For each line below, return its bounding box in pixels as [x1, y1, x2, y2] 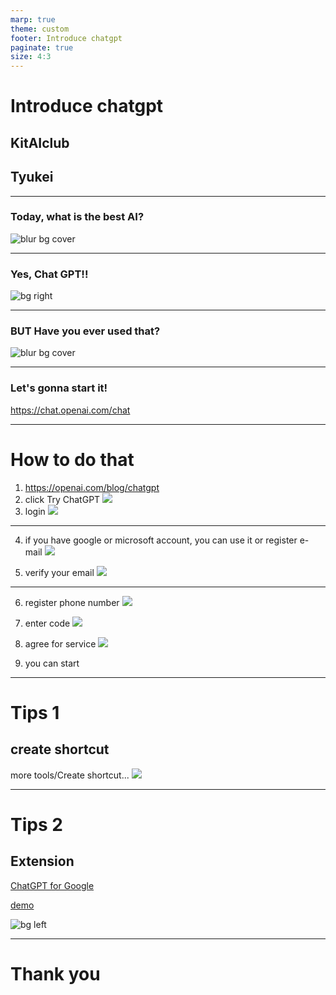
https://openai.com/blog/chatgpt [24, 481, 160, 493]
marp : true [10, 14, 56, 25]
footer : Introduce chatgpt [10, 33, 123, 43]
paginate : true [10, 42, 74, 53]
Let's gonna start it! [10, 381, 108, 395]
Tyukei [10, 169, 54, 186]
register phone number [24, 596, 120, 608]
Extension [10, 853, 75, 870]
